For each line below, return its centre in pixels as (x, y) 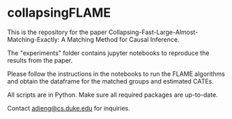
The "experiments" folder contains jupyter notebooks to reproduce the (108, 53)
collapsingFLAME (59, 13)
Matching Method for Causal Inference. (123, 39)
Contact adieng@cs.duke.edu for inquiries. (69, 108)
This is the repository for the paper (57, 32)
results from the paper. (40, 60)
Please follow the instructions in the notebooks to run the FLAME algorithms (116, 74)
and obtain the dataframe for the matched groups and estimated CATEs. (111, 81)
